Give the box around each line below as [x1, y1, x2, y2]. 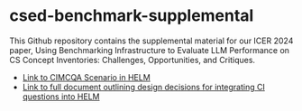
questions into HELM [22, 91, 100, 102]
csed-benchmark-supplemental [9, 5, 254, 26]
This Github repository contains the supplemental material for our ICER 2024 [9, 35, 294, 46]
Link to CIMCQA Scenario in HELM [22, 71, 151, 82]
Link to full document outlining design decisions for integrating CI [22, 81, 266, 92]
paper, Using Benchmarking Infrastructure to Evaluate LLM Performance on [9, 44, 290, 55]
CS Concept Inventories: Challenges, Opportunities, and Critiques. [9, 54, 255, 65]
